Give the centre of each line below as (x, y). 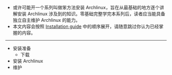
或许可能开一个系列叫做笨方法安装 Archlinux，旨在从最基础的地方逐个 (86, 7)
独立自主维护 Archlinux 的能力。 (46, 20)
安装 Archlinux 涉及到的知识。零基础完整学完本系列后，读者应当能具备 (91, 14)
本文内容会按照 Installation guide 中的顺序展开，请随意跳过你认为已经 (86, 26)
